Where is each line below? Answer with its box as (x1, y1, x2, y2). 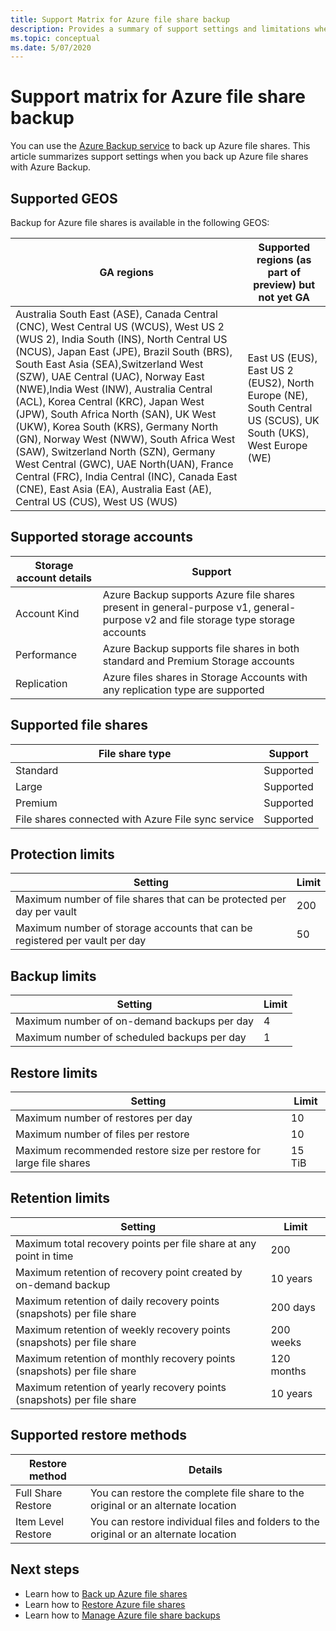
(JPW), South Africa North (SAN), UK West (15, 407, 217, 421)
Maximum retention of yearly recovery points (15, 1380, 227, 1394)
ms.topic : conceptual (10, 33, 101, 43)
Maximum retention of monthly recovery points (15, 1351, 236, 1365)
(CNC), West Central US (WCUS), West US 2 (15, 320, 225, 333)
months (270, 1364, 307, 1378)
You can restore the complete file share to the (89, 1486, 305, 1500)
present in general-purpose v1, (102, 600, 252, 614)
